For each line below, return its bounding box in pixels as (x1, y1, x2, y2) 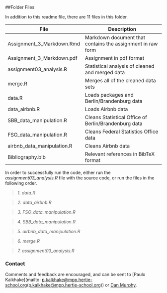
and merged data (84, 69, 125, 76)
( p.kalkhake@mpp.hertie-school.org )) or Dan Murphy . (26, 282, 137, 288)
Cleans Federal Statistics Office (84, 128, 159, 135)
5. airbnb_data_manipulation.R (17, 229, 81, 234)
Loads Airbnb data (84, 106, 128, 113)
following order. (5, 180, 37, 186)
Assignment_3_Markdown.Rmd (7, 40, 81, 47)
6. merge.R (17, 238, 40, 244)
